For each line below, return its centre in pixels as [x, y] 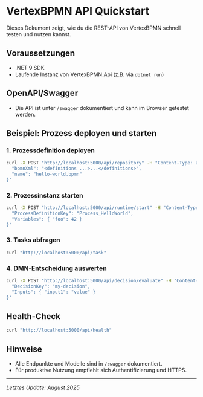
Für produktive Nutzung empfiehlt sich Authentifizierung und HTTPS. [101, 370]
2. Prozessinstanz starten [45, 195]
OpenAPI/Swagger [42, 93]
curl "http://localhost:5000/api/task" [56, 253]
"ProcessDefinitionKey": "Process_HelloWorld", [73, 213]
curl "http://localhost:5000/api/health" [59, 331]
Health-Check [33, 316]
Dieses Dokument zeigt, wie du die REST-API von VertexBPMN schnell [94, 28]
